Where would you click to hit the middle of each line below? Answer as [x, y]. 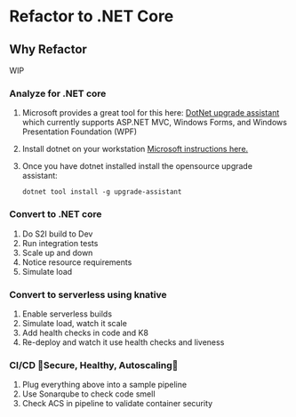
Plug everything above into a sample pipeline [104, 385]
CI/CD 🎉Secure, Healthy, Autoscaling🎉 [94, 365]
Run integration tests [60, 243]
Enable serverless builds [67, 314]
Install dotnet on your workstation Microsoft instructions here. [135, 149]
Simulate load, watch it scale [74, 323]
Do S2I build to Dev [57, 234]
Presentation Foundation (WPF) [80, 132]
